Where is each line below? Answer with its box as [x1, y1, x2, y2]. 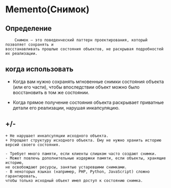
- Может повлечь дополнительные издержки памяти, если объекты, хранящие [5, 155, 166, 161]
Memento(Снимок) [5, 4, 90, 15]
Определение [5, 24, 52, 33]
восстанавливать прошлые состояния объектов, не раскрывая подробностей [5, 47, 164, 52]
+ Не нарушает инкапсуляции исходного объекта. [5, 133, 109, 138]
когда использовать [5, 65, 74, 74]
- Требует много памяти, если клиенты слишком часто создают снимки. [5, 151, 157, 156]
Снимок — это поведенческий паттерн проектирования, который [14, 37, 147, 43]
